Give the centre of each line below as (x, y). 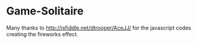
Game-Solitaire (45, 11)
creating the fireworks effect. (42, 34)
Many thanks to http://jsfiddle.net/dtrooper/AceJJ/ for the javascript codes (99, 28)
